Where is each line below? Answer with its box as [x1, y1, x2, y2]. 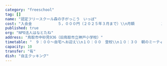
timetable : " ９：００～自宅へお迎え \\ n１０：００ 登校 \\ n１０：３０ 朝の [5, 40, 149, 45]
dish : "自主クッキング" [5, 53, 49, 59]
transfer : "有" [5, 49, 36, 54]
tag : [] [5, 12, 21, 17]
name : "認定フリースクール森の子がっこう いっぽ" [5, 16, 97, 21]
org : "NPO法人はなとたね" [5, 30, 54, 35]
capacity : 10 [5, 44, 32, 49]
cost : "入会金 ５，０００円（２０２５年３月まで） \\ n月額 [5, 21, 135, 26]
